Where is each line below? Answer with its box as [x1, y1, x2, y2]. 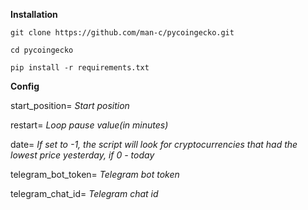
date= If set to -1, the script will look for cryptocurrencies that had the [10, 139, 298, 150]
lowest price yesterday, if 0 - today [10, 149, 155, 161]
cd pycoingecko [10, 45, 74, 55]
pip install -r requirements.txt [10, 63, 150, 73]
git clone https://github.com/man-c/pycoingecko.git [10, 28, 235, 38]
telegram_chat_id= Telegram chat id [10, 188, 159, 199]
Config [10, 80, 40, 92]
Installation [10, 9, 58, 20]
